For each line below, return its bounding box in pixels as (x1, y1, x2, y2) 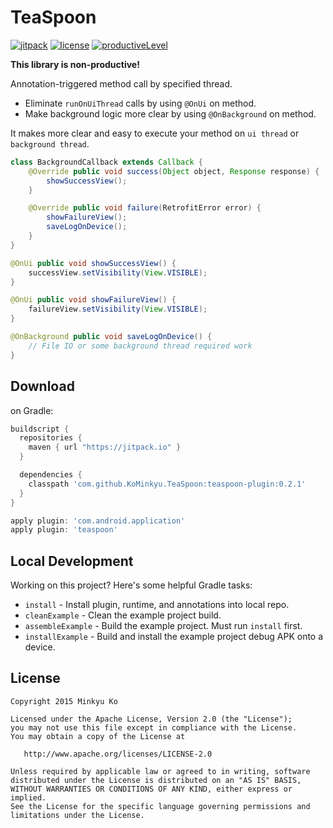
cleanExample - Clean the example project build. (24, 609, 222, 621)
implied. (10, 792, 47, 803)
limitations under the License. (10, 810, 145, 820)
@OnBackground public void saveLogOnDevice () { (10, 332, 213, 342)
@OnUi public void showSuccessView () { (10, 258, 177, 268)
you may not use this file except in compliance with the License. (10, 722, 298, 733)
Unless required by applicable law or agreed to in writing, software (10, 766, 311, 776)
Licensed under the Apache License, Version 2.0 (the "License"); (10, 714, 293, 724)
